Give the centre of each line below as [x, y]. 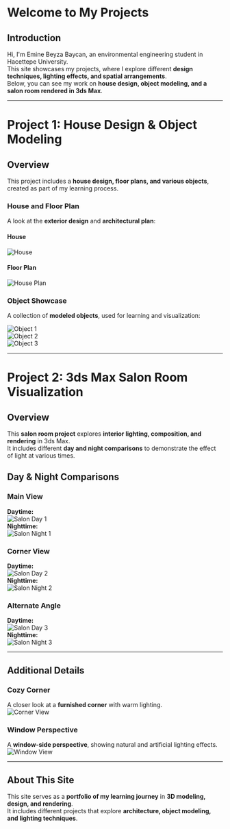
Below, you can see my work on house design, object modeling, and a [107, 83]
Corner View [28, 551]
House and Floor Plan [43, 206]
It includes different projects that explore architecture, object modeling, [109, 811]
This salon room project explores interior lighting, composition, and [104, 434]
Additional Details [46, 670]
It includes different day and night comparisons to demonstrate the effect [112, 448]
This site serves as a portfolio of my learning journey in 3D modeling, [106, 797]
